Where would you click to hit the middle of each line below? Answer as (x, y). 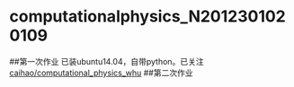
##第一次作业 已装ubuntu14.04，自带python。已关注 (107, 61)
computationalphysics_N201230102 (147, 17)
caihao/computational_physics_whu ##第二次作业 (101, 73)
